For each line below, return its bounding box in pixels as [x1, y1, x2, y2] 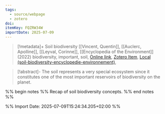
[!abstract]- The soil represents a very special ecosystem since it [17, 69, 150, 74]
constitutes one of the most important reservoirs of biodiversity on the [17, 74, 161, 80]
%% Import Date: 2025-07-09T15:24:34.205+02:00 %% [5, 104, 121, 109]
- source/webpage [9, 12, 45, 17]
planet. [17, 79, 32, 85]
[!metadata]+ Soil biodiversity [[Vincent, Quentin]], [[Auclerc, [17, 44, 142, 49]
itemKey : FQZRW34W [5, 26, 43, 30]
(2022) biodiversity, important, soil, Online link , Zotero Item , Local [17, 54, 151, 59]
